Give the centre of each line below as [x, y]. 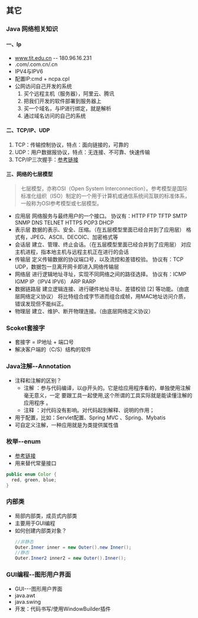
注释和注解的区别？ [38, 380]
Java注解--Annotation [38, 367]
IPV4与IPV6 [29, 71]
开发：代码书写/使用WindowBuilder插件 [63, 609]
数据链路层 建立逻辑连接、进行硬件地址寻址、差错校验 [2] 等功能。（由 [99, 289]
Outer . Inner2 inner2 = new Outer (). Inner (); [70, 558]
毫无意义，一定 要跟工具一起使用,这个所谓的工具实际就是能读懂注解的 [108, 395]
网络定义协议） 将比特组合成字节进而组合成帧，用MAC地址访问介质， [104, 296]
